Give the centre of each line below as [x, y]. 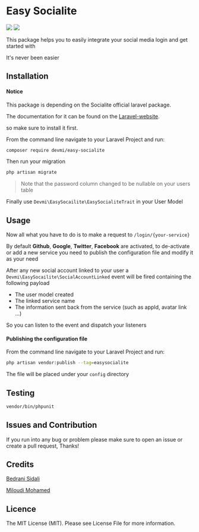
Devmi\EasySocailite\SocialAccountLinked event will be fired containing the [99, 277]
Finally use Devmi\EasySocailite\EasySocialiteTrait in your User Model [94, 202]
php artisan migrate [32, 173]
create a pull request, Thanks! [42, 446]
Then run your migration [36, 161]
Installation [27, 76]
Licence [21, 509]
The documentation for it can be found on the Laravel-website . [83, 116]
